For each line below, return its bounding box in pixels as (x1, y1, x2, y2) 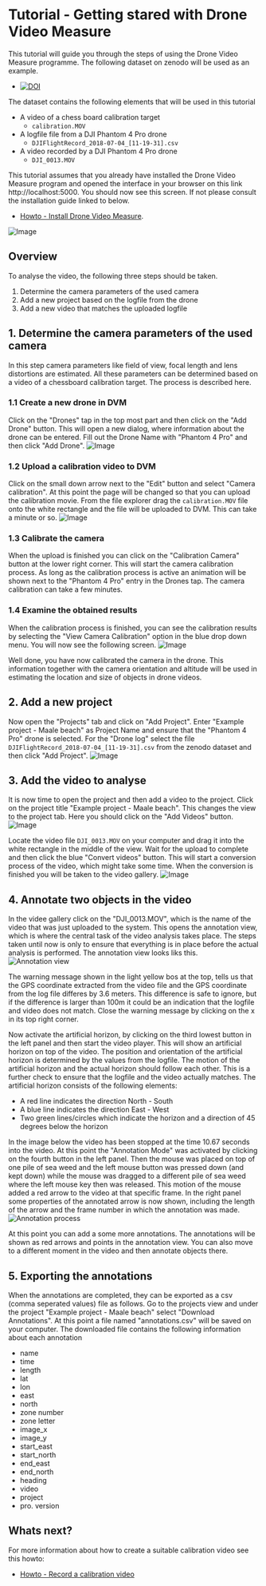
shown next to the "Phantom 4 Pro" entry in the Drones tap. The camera (8, 577, 245, 586)
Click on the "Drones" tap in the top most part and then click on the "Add (8, 415, 247, 425)
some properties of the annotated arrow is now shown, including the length (8, 1196, 256, 1207)
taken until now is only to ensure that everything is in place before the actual (8, 940, 259, 950)
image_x (19, 1425, 48, 1434)
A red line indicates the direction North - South (19, 1096, 174, 1106)
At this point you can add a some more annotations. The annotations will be (8, 1229, 256, 1239)
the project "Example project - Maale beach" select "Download (8, 1307, 215, 1317)
